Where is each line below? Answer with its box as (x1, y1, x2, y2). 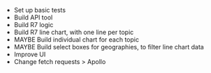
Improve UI (13, 50, 46, 58)
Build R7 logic (13, 21, 54, 29)
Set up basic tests (13, 6, 66, 14)
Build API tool (13, 13, 53, 22)
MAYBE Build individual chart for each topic (13, 35, 140, 44)
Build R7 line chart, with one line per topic (13, 28, 134, 36)
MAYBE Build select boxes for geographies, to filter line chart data (13, 43, 204, 51)
